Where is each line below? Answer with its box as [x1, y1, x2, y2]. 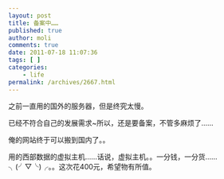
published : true [8, 26, 62, 34]
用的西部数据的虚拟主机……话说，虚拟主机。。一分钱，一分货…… [8, 152, 218, 161]
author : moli [8, 33, 52, 42]
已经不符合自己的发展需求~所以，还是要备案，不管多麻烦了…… [8, 118, 214, 127]
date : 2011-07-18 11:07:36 [8, 49, 98, 56]
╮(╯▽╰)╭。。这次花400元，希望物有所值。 [8, 161, 157, 171]
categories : [8, 64, 48, 72]
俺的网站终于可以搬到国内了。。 [8, 134, 110, 144]
